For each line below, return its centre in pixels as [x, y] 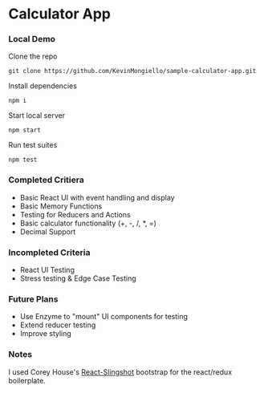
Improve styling [46, 334]
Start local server [37, 115]
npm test [23, 160]
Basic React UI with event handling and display [97, 197]
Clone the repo [33, 56]
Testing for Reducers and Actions [75, 214]
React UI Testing [47, 270]
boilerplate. [27, 380]
